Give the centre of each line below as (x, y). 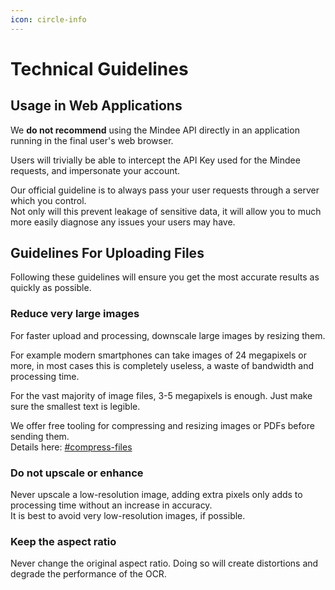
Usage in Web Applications (96, 106)
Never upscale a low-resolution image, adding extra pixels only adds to (156, 495)
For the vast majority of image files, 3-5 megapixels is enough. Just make (161, 395)
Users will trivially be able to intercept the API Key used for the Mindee (155, 160)
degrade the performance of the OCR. (88, 574)
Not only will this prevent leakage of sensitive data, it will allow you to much (166, 211)
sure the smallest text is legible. (75, 406)
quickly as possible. (51, 288)
